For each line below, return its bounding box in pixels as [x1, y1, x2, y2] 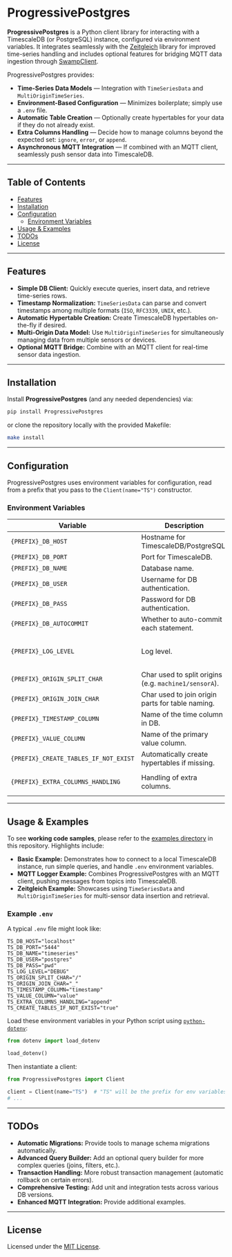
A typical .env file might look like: [7, 925, 101, 933]
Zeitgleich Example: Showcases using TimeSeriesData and [17, 884, 185, 893]
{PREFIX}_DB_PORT [10, 553, 68, 561]
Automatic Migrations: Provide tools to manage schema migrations [17, 1139, 210, 1147]
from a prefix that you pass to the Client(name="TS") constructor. [7, 486, 193, 494]
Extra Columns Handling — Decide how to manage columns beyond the [17, 128, 223, 136]
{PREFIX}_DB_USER [10, 580, 68, 588]
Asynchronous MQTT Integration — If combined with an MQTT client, [17, 143, 219, 151]
